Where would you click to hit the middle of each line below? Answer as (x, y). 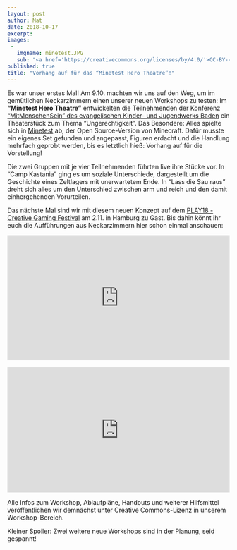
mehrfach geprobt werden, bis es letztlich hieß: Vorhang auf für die (105, 145)
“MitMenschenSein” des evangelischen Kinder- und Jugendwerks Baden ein (119, 115)
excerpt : (20, 33)
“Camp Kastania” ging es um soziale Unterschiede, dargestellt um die (108, 174)
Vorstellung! (25, 153)
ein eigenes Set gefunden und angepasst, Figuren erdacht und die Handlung (119, 137)
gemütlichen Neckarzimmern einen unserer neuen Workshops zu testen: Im (117, 100)
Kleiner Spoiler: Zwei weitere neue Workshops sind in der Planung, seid (111, 531)
